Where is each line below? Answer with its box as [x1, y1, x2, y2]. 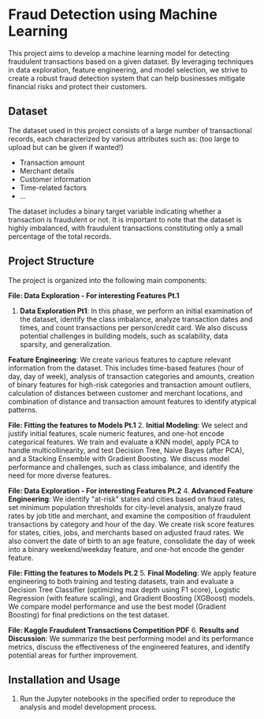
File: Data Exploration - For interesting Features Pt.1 [8, 290, 180, 300]
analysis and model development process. [19, 702, 158, 712]
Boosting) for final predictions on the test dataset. [8, 609, 169, 620]
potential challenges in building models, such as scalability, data [19, 331, 229, 341]
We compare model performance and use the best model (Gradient [8, 602, 227, 611]
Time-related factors [19, 183, 87, 192]
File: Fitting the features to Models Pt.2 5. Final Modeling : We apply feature [8, 568, 257, 577]
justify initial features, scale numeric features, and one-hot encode [8, 428, 225, 438]
